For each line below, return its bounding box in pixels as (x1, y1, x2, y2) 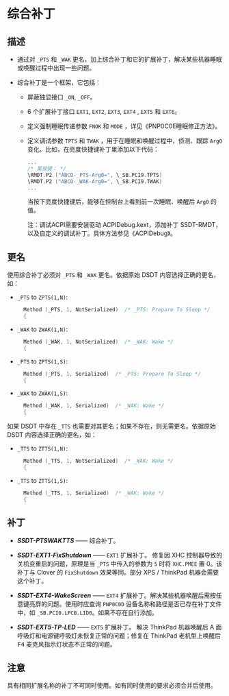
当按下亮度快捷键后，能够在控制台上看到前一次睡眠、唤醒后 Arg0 (27, 197, 210, 206)
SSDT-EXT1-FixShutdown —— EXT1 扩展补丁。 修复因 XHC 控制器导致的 (16, 551, 223, 559)
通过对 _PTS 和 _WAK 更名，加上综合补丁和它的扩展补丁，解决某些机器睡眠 (16, 56, 222, 63)
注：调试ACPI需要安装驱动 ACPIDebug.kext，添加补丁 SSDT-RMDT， (27, 221, 222, 229)
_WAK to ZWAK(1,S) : (16, 389, 68, 398)
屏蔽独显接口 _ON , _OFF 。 (27, 93, 96, 101)
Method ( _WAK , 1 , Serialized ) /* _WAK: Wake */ (23, 403, 165, 409)
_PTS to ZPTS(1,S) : (16, 357, 68, 365)
